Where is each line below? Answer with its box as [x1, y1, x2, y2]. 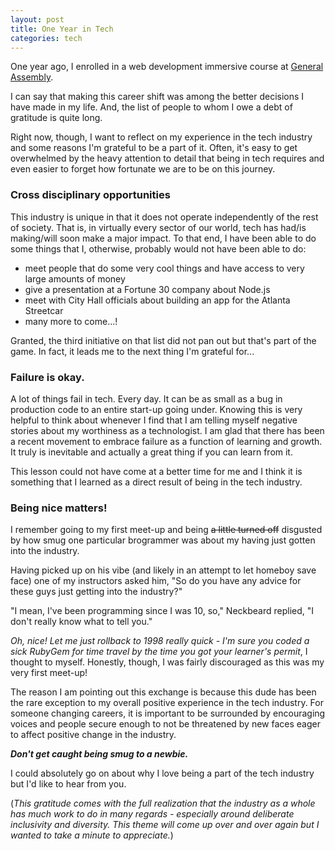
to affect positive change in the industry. [10, 729, 177, 741]
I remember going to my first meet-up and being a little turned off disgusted [10, 524, 323, 536]
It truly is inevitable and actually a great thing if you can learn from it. [10, 446, 293, 458]
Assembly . [10, 71, 54, 83]
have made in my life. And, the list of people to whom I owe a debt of [10, 101, 293, 113]
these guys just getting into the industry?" [10, 586, 183, 598]
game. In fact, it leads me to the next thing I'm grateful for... [10, 345, 255, 357]
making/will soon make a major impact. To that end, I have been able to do [10, 232, 317, 244]
